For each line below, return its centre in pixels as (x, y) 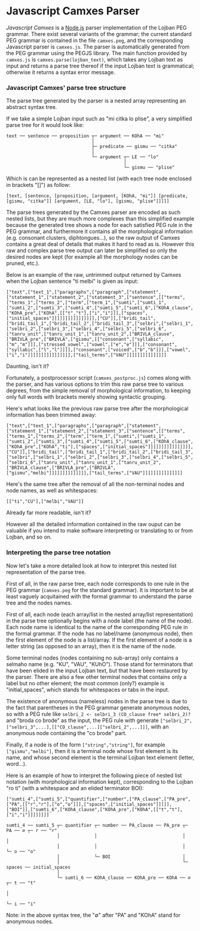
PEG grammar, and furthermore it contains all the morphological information (99, 231)
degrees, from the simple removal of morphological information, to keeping (99, 391)
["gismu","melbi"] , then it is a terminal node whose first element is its (92, 751)
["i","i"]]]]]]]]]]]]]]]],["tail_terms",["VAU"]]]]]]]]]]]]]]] (87, 355)
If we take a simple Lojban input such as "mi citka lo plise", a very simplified (99, 119)
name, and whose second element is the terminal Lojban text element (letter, (100, 757)
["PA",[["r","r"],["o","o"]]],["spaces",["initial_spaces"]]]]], (89, 804)
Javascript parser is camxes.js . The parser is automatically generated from (98, 47)
